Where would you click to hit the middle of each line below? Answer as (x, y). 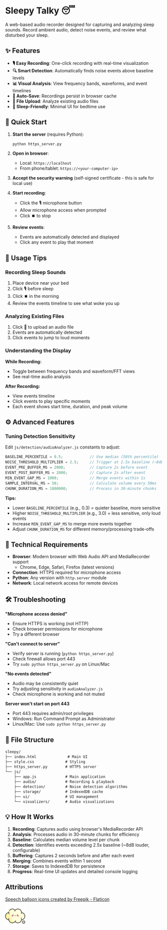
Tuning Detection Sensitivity (40, 437)
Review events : (28, 228)
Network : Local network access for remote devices (65, 583)
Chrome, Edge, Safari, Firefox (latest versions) (67, 567)
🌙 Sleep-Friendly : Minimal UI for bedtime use (59, 106)
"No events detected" (28, 674)
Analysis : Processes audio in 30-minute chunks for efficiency (76, 834)
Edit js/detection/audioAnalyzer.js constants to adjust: (63, 447)
